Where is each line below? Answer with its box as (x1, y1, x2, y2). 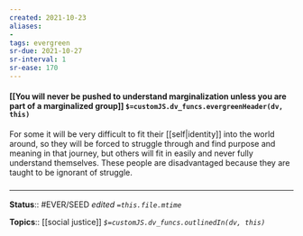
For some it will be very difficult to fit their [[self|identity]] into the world (9, 129, 275, 140)
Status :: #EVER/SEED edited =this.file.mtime (9, 199, 182, 210)
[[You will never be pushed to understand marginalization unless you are (9, 91, 287, 102)
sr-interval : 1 (9, 55, 67, 64)
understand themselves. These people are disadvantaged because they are (9, 158, 290, 168)
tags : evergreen (9, 38, 70, 48)
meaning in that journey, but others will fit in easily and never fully (9, 148, 254, 159)
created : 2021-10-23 (9, 13, 87, 23)
